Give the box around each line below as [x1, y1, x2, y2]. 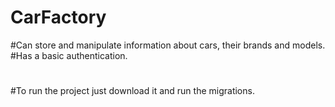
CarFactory [10, 6, 107, 29]
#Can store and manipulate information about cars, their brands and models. [10, 39, 326, 51]
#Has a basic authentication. [10, 49, 128, 61]
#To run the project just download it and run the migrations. [10, 85, 255, 97]
